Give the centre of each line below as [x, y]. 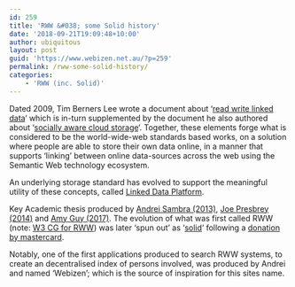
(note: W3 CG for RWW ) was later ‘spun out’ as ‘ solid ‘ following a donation [145, 228]
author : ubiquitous [45, 42]
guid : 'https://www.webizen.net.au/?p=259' [91, 58]
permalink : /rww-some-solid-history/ [79, 67]
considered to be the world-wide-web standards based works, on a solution [148, 136]
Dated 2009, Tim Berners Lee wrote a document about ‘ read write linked [141, 108]
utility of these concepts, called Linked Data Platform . [107, 191]
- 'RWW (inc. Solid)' [65, 83]
